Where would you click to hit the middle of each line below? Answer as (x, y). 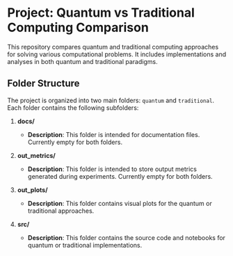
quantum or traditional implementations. (85, 245)
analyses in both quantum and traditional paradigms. (82, 61)
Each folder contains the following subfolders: (73, 107)
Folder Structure (43, 84)
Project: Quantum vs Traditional (101, 13)
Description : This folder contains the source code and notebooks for (127, 237)
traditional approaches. (61, 211)
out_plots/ (32, 190)
